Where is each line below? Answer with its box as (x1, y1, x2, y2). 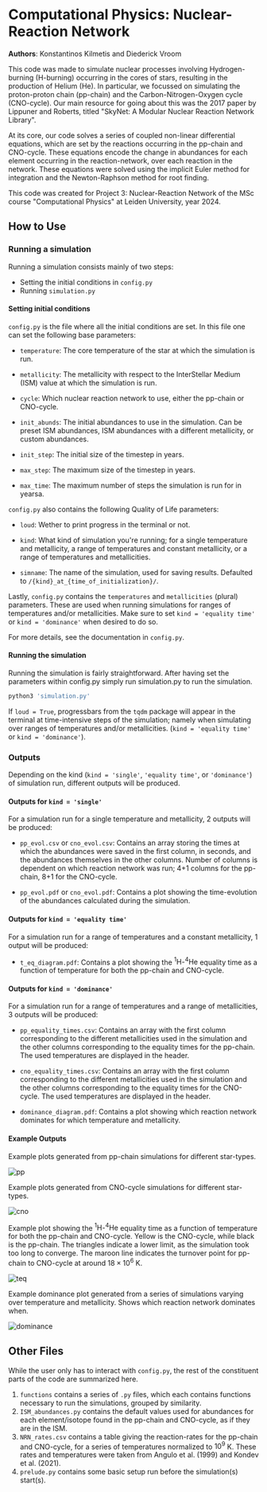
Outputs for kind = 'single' (8, 797, 103, 806)
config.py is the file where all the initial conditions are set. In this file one (8, 321, 246, 331)
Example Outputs (8, 1134, 67, 1144)
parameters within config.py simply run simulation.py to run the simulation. (8, 677, 253, 687)
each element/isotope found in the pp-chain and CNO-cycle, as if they (19, 1415, 250, 1424)
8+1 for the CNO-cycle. (41, 872, 118, 882)
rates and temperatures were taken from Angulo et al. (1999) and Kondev (19, 1450, 259, 1459)
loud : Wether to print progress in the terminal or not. (19, 519, 191, 529)
